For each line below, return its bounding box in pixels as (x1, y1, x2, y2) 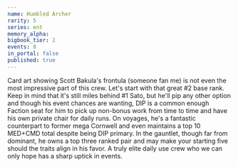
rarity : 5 (7, 17, 37, 24)
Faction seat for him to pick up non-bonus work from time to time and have (7, 106, 228, 114)
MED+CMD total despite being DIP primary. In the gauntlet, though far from (7, 129, 228, 137)
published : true (7, 57, 56, 64)
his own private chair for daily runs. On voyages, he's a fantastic (7, 114, 196, 122)
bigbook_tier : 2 (7, 37, 56, 44)
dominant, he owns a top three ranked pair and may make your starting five (7, 136, 228, 145)
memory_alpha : (7, 30, 50, 38)
